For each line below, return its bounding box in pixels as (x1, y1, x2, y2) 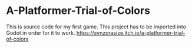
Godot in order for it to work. (6, 29, 75, 36)
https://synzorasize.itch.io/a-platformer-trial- (76, 29, 186, 36)
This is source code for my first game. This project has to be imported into (6, 23, 187, 30)
